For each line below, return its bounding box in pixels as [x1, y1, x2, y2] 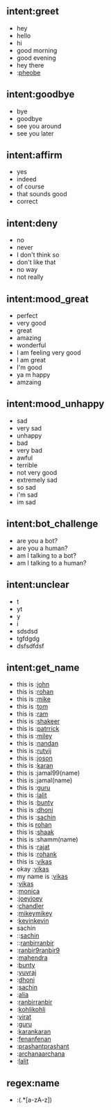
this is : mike [16, 695, 51, 703]
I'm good [16, 363, 42, 371]
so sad [16, 483, 36, 491]
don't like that [16, 258, 56, 266]
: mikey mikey [16, 909, 53, 917]
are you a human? [16, 544, 68, 552]
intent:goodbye [6, 88, 75, 100]
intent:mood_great [6, 293, 89, 305]
